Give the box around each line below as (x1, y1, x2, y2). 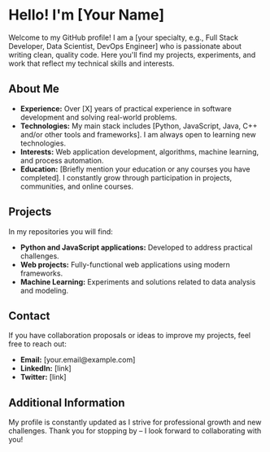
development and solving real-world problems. (20, 112, 177, 122)
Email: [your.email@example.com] (20, 355, 136, 365)
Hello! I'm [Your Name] (8, 6, 165, 24)
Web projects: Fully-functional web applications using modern (20, 259, 230, 269)
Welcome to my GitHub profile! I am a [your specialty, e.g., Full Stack (8, 33, 238, 42)
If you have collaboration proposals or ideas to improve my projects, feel (8, 331, 250, 341)
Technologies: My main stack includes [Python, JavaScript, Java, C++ (20, 120, 258, 131)
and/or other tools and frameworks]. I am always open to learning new (20, 129, 256, 139)
